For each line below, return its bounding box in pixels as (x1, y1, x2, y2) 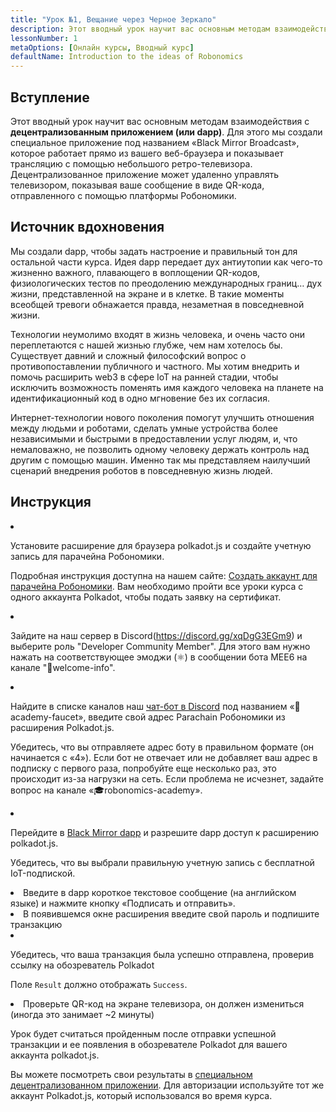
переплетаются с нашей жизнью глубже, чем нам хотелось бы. (10, 339, 283, 351)
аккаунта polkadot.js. (10, 1049, 100, 1061)
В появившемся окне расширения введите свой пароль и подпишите (23, 907, 320, 920)
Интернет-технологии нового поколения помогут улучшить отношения (10, 411, 315, 423)
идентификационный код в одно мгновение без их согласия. (10, 392, 270, 404)
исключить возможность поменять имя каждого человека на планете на (10, 381, 324, 393)
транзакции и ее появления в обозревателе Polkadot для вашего (10, 1038, 288, 1050)
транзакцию (10, 918, 63, 930)
